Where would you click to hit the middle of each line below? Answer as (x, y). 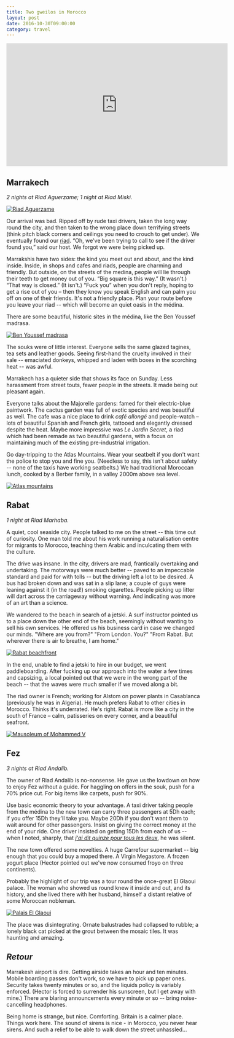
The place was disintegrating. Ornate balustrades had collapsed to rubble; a (102, 924)
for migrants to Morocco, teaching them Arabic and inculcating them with (99, 545)
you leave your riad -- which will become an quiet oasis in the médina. (95, 305)
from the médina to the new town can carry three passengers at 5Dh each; (101, 811)
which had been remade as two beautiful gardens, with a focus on (90, 436)
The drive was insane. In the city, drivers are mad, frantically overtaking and (102, 564)
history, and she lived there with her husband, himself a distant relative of (99, 894)
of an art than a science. (37, 602)
